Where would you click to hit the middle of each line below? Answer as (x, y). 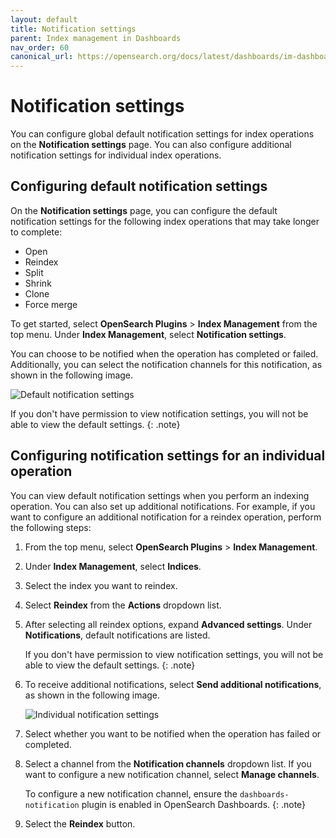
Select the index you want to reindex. (101, 585)
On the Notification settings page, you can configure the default (144, 210)
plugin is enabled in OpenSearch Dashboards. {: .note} (194, 804)
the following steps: (51, 527)
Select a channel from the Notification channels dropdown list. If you (168, 763)
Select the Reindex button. (80, 823)
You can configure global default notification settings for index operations (162, 134)
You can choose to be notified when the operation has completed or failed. (164, 353)
